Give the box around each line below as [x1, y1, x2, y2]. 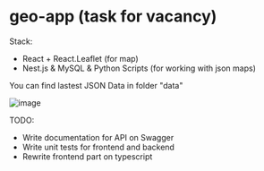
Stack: [9, 36, 33, 47]
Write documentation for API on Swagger [21, 132, 175, 142]
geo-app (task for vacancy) [9, 6, 217, 27]
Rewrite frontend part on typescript [21, 150, 153, 162]
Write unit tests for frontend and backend [21, 141, 175, 152]
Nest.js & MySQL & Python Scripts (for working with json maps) [21, 63, 257, 73]
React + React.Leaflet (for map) [21, 53, 139, 64]
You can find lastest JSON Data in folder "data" [9, 80, 183, 90]
